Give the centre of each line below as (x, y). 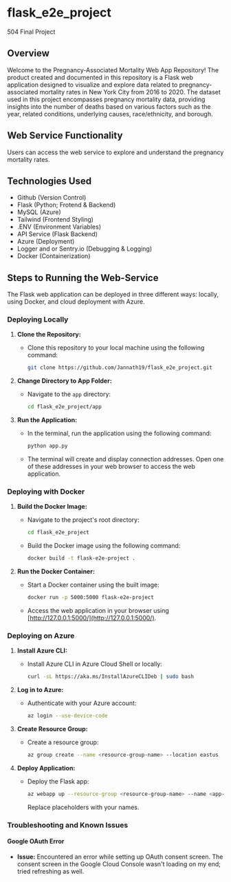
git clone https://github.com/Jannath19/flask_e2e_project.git (120, 368)
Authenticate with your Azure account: (82, 703)
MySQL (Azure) (39, 212)
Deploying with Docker (46, 492)
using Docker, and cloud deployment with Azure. (76, 302)
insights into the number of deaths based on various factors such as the (109, 106)
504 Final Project (31, 32)
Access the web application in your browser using (98, 611)
